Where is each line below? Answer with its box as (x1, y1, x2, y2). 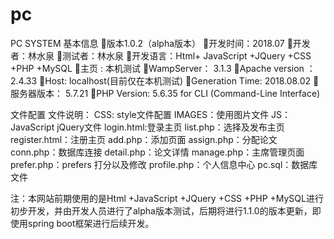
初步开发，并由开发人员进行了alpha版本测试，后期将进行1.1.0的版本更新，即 (10, 204, 322, 217)
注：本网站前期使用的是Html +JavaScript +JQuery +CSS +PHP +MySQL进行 (10, 192, 324, 204)
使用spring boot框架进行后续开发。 (10, 217, 155, 229)
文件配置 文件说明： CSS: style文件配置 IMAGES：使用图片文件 (10, 108, 270, 120)
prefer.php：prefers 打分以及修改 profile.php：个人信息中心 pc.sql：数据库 (10, 158, 318, 170)
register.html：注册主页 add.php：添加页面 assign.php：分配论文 (10, 133, 278, 145)
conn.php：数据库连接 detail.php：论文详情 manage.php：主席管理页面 (10, 146, 305, 158)
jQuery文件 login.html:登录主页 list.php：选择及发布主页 (56, 121, 285, 133)
